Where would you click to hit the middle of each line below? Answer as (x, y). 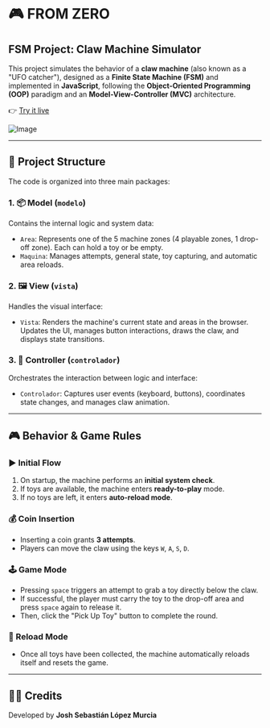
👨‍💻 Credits (35, 695)
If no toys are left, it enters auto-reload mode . (96, 497)
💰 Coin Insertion (41, 519)
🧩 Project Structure (57, 162)
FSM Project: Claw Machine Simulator (105, 49)
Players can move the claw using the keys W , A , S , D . (104, 548)
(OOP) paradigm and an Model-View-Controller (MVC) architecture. (122, 94)
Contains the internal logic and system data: (81, 223)
